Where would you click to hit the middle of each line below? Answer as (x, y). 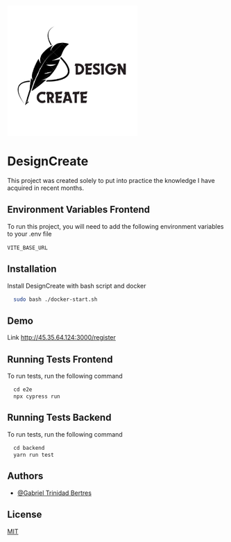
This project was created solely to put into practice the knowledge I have (111, 180)
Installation (32, 269)
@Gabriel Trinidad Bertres (54, 493)
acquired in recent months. (46, 188)
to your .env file (29, 234)
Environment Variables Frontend (79, 210)
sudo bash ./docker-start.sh (55, 299)
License (25, 515)
